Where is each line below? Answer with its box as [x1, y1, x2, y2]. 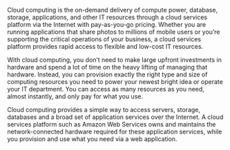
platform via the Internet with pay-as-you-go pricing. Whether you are [7, 21, 206, 28]
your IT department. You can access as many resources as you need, [7, 85, 205, 93]
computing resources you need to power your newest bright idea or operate [7, 78, 223, 85]
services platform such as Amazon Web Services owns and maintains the [7, 120, 216, 128]
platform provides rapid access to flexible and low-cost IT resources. [7, 43, 204, 50]
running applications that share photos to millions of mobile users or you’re [7, 28, 220, 36]
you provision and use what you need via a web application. [7, 135, 178, 143]
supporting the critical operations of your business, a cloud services [7, 35, 202, 43]
